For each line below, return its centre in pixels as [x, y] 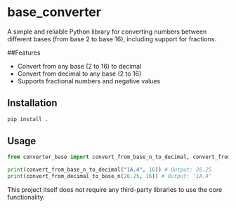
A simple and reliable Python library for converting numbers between [107, 32]
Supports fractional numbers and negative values [89, 81]
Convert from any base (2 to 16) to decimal [79, 66]
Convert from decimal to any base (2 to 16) [79, 74]
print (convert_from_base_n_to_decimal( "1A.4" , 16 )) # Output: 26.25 [110, 170]
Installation [32, 103]
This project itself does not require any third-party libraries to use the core [115, 190]
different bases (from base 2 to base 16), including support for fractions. [112, 39]
